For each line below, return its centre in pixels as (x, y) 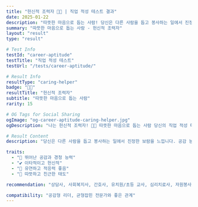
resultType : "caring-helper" (42, 82)
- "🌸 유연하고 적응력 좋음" (40, 168)
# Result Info (24, 76)
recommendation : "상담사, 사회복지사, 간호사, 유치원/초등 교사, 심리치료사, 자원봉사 (99, 185)
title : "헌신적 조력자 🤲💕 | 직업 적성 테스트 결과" (62, 11)
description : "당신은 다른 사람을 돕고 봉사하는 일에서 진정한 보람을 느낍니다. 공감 (96, 142)
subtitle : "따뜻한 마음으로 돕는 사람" (48, 99)
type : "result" (25, 39)
